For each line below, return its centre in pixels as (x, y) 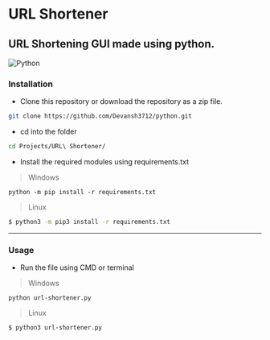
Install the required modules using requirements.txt (104, 162)
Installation (31, 84)
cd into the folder (49, 132)
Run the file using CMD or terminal (77, 267)
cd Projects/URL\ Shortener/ (57, 147)
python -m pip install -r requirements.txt (82, 193)
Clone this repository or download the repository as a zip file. (121, 102)
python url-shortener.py (50, 298)
